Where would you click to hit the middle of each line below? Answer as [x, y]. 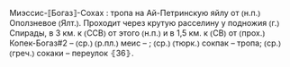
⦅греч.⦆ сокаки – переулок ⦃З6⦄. [72, 53]
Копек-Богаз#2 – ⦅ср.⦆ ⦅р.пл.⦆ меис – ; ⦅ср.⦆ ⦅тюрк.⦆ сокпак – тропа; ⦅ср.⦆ [145, 43]
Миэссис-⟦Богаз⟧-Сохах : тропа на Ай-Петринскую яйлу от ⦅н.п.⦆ [135, 13]
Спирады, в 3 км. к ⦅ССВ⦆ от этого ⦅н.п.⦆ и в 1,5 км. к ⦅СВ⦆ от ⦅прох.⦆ [137, 33]
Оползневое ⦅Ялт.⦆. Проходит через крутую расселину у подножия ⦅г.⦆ [145, 23]
